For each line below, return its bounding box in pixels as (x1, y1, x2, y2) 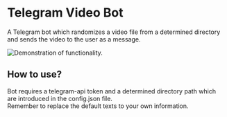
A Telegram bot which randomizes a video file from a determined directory (7, 28, 221, 36)
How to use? (7, 69, 62, 80)
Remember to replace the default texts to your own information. (7, 102, 189, 110)
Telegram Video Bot (7, 5, 124, 21)
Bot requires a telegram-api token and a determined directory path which (7, 87, 217, 95)
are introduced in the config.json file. (7, 94, 113, 102)
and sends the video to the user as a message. (7, 35, 141, 43)
